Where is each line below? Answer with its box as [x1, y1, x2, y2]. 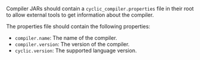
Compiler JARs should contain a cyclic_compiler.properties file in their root [6, 5, 194, 12]
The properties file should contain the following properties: [6, 23, 151, 30]
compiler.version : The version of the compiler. [14, 41, 130, 48]
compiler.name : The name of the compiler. [14, 34, 117, 41]
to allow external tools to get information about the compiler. [6, 11, 154, 18]
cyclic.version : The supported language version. [14, 47, 137, 54]
